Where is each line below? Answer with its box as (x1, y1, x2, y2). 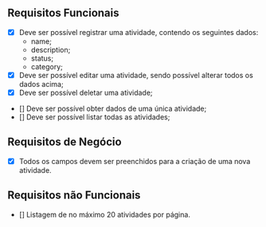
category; (30, 61, 63, 71)
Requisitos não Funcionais (7, 189, 141, 202)
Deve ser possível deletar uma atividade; (18, 88, 153, 97)
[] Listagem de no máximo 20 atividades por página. (18, 209, 190, 219)
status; (30, 53, 53, 63)
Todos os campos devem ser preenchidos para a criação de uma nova (18, 156, 251, 166)
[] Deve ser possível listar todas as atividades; (18, 112, 170, 122)
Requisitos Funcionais (7, 6, 120, 20)
